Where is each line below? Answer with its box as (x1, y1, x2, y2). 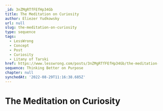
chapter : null (5, 70, 34, 75)
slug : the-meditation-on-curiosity (5, 25, 77, 30)
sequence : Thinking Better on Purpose (5, 66, 83, 71)
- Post (9, 48, 23, 52)
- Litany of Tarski (9, 57, 49, 62)
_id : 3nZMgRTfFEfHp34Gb (5, 7, 53, 12)
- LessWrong (9, 39, 34, 44)
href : (5, 61, 16, 66)
